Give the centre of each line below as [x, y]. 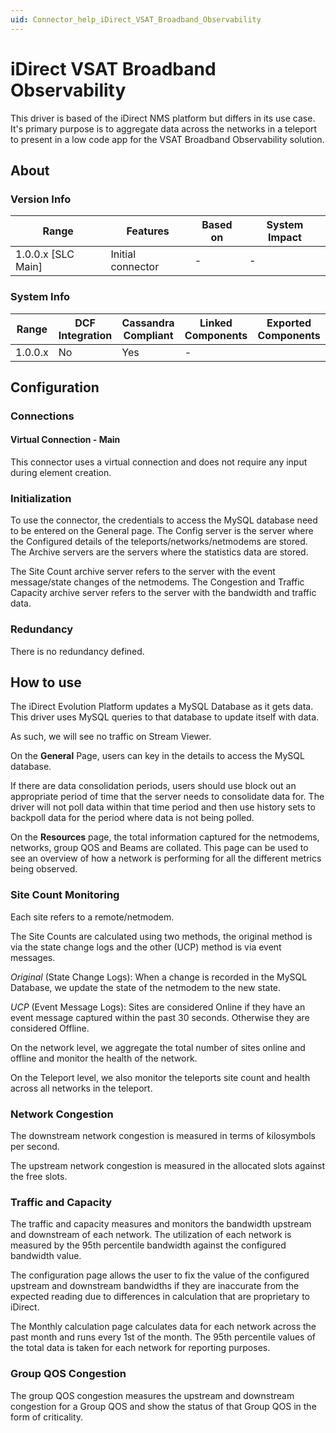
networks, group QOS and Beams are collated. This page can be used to [159, 848]
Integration [85, 335]
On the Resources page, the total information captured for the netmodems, [165, 837]
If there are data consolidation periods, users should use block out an [153, 786]
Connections [42, 416]
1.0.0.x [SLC [45, 254]
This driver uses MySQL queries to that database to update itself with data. [165, 717]
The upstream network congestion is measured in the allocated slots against [168, 1166]
